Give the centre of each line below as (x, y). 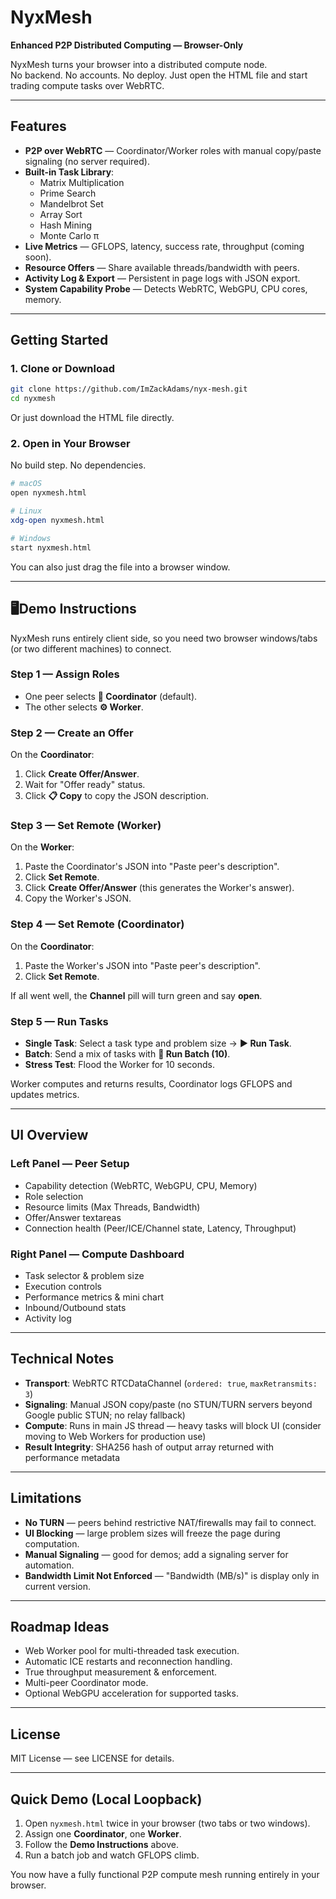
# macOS (26, 484)
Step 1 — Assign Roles (65, 674)
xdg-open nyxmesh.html (57, 521)
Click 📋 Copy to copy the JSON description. (116, 796)
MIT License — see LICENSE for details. (92, 1758)
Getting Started (59, 340)
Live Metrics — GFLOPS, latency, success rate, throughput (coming (164, 246)
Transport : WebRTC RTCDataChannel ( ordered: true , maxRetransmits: (171, 1383)
